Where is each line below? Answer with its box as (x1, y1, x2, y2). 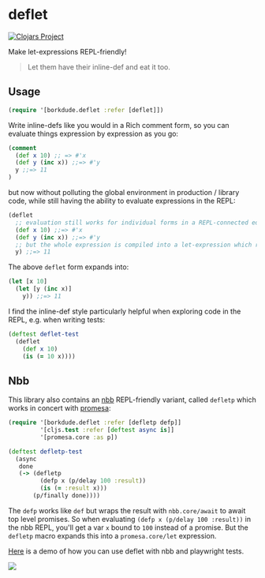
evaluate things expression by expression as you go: (8, 129, 179, 138)
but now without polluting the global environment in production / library (8, 188, 240, 197)
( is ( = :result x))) (39, 484, 108, 493)
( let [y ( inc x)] (15, 285, 73, 293)
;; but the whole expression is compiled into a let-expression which (15, 241, 252, 249)
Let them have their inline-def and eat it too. (27, 62, 171, 72)
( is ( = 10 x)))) (22, 352, 77, 360)
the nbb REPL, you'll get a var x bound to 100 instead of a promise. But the (8, 523, 248, 532)
